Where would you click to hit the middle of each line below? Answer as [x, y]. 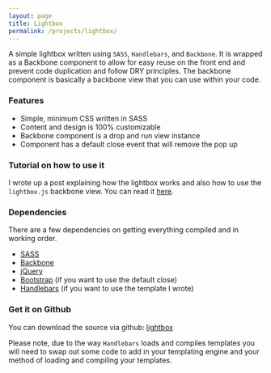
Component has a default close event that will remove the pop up [129, 144]
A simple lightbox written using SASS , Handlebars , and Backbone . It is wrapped [135, 54]
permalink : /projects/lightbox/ [63, 31]
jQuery [31, 271]
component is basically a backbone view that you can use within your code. [135, 80]
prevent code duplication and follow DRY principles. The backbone [120, 71]
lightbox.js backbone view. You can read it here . [91, 191]
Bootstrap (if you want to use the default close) [99, 280]
